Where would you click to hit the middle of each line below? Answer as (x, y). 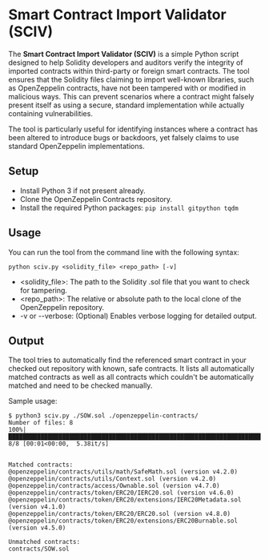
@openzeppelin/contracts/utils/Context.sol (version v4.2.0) (112, 479)
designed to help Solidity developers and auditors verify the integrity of (126, 62)
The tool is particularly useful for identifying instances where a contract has (133, 129)
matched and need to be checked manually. (80, 385)
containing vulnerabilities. (51, 113)
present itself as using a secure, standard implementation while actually (126, 105)
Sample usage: (33, 401)
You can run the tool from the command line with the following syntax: (124, 252)
